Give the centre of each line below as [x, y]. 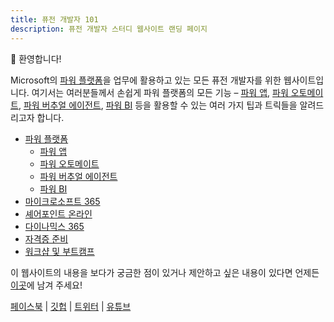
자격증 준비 [46, 238]
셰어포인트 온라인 [58, 213]
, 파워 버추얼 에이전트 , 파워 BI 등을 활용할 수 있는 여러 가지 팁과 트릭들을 [158, 105]
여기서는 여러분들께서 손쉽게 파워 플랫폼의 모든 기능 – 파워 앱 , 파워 [160, 92]
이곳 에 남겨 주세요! [46, 285]
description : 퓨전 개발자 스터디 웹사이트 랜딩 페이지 [109, 29]
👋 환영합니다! [36, 58]
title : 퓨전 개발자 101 [54, 19]
